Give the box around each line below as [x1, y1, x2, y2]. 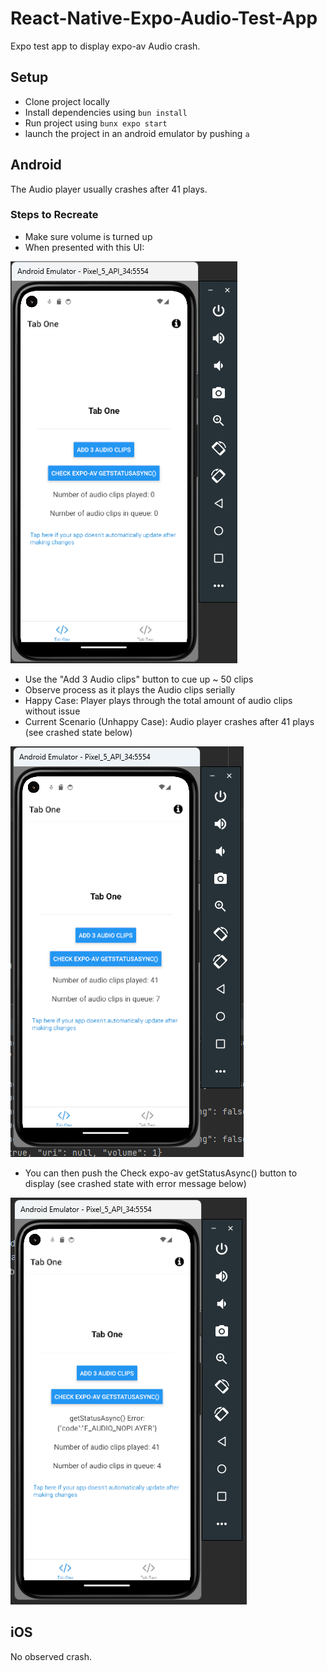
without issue [24, 705, 81, 717]
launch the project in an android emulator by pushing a [24, 127, 250, 139]
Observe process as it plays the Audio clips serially [24, 683, 236, 696]
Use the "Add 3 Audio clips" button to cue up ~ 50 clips [24, 673, 254, 685]
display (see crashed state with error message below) [24, 1177, 247, 1189]
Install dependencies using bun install [24, 106, 188, 118]
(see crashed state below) [24, 726, 133, 738]
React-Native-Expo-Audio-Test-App [10, 7, 318, 30]
